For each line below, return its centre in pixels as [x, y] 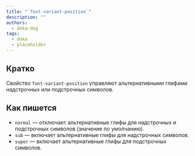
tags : [13, 34]
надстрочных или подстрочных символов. [60, 89]
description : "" [26, 17]
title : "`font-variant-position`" [49, 12]
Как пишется [31, 108]
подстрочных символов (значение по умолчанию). [79, 129]
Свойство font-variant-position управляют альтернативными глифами [97, 83]
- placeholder [29, 45]
